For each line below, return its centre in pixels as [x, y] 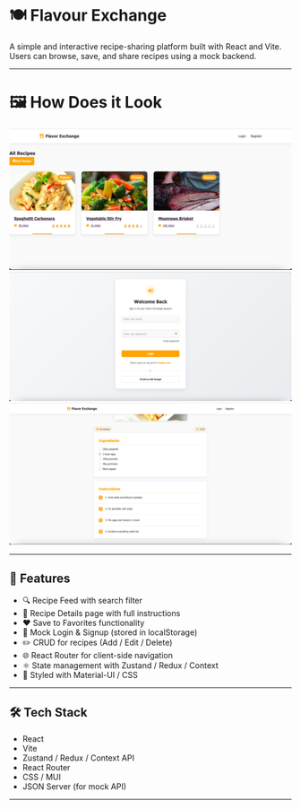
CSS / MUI [41, 777]
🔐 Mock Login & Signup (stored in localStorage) [110, 632]
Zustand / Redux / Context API [78, 758]
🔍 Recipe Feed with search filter [82, 600]
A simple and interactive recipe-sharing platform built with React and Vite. [146, 46]
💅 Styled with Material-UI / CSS [80, 674]
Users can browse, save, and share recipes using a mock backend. [133, 56]
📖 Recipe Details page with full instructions [101, 613]
